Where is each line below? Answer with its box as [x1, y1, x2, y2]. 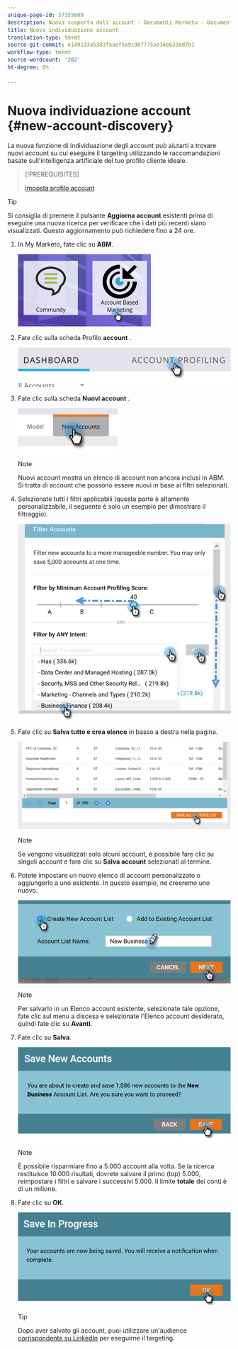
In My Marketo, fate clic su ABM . [17, 239, 114, 248]
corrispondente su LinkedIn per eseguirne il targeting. [17, 1334, 175, 1343]
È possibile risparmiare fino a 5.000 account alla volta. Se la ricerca [17, 1162, 215, 1170]
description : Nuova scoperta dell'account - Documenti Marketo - [7, 18, 204, 26]
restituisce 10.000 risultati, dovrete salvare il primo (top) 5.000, [17, 1169, 201, 1178]
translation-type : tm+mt [7, 34, 81, 41]
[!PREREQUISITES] [24, 170, 79, 179]
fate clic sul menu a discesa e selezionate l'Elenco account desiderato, [17, 1012, 225, 1020]
